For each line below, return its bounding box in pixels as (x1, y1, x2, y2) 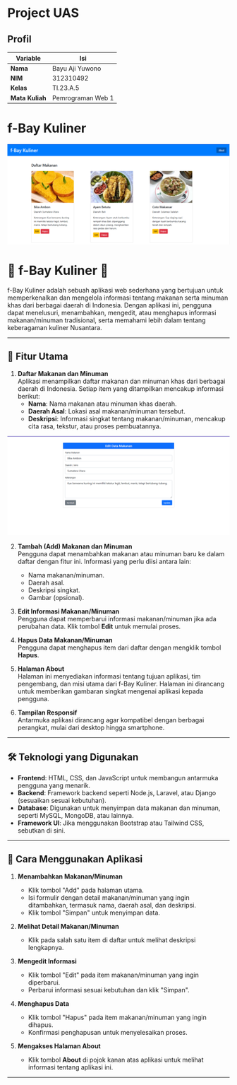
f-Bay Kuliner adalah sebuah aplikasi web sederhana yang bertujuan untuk (7, 286, 224, 294)
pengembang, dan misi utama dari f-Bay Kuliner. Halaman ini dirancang (17, 680, 224, 688)
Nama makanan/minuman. (28, 571, 104, 580)
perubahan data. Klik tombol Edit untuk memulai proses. (17, 622, 181, 631)
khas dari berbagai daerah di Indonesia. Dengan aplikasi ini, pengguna (7, 300, 212, 309)
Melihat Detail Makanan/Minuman (17, 922, 120, 930)
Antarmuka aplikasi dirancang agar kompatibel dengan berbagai (17, 716, 205, 725)
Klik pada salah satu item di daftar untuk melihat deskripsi (28, 935, 196, 944)
